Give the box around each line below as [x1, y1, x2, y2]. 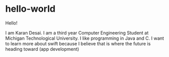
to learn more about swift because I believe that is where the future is [5, 40, 151, 46]
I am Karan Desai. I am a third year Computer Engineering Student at [5, 30, 149, 36]
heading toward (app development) [5, 46, 79, 52]
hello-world [5, 3, 56, 15]
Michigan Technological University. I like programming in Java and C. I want [5, 35, 164, 41]
